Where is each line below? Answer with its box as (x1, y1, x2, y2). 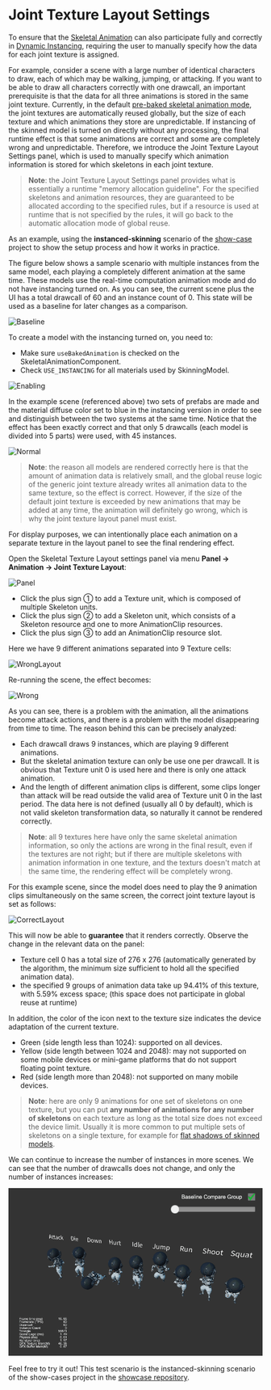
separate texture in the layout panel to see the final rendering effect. (8, 537, 236, 547)
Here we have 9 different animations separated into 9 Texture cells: (8, 643, 231, 653)
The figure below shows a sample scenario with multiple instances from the (8, 258, 260, 267)
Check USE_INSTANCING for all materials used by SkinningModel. (19, 365, 230, 375)
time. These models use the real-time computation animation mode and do (8, 275, 256, 284)
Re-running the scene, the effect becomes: (8, 675, 152, 684)
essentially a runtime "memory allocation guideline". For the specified (27, 183, 260, 193)
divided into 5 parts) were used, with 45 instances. (8, 431, 177, 440)
